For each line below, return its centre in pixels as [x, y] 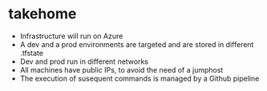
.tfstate [32, 53]
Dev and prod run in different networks [84, 61]
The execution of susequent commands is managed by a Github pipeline [140, 78]
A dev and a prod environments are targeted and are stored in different [137, 44]
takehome [42, 14]
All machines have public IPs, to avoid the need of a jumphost [121, 69]
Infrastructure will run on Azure [71, 36]
